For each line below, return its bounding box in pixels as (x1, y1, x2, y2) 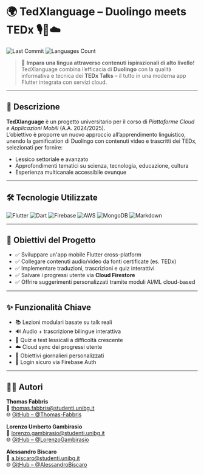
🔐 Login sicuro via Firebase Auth (15, 359, 97, 366)
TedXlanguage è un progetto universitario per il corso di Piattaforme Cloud (6, 118, 195, 125)
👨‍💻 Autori (6, 382, 43, 392)
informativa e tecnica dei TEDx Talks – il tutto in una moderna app (21, 72, 186, 79)
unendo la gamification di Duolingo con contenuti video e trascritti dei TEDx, (6, 137, 197, 145)
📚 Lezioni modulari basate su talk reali (15, 318, 112, 326)
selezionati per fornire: (6, 143, 63, 151)
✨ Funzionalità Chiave (6, 302, 92, 312)
